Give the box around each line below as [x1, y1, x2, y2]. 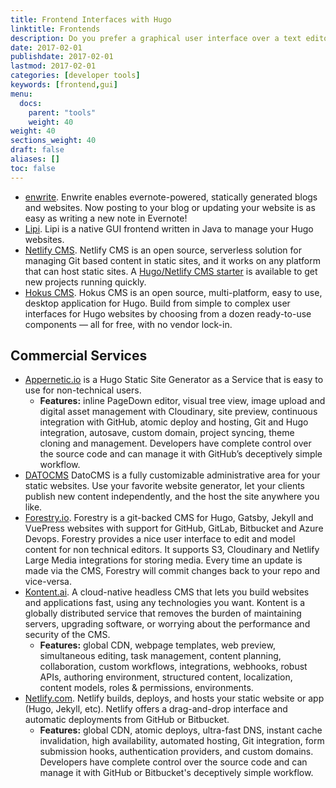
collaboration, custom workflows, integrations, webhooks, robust [39, 661, 308, 673]
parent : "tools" [28, 107, 97, 118]
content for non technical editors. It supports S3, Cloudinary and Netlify [24, 544, 320, 556]
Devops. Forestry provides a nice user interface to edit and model [24, 533, 296, 545]
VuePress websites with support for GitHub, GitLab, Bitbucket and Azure [24, 522, 324, 535]
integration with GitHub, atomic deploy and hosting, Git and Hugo [39, 416, 309, 428]
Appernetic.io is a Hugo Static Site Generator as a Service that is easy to [24, 374, 324, 386]
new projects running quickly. [24, 276, 147, 288]
